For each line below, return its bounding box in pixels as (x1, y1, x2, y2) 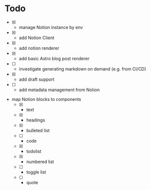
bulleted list (26, 127, 50, 133)
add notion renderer (19, 45, 60, 51)
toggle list (26, 169, 46, 175)
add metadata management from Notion (19, 87, 100, 93)
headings (26, 117, 45, 123)
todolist (26, 148, 42, 154)
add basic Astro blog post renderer (19, 55, 90, 61)
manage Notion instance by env (19, 24, 84, 30)
